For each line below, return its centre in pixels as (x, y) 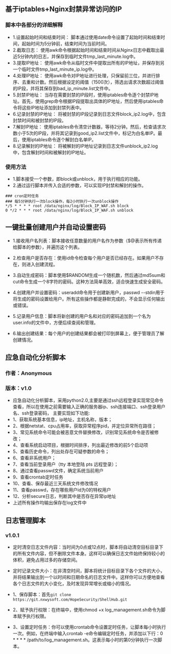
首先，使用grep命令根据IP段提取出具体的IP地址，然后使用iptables (90, 101)
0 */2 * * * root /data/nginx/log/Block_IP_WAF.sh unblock (69, 210)
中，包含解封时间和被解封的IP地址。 (51, 152)
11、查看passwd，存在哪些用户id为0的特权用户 (62, 490)
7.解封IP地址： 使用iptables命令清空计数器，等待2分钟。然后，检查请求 (87, 126)
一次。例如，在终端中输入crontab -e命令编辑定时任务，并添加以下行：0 (88, 634)
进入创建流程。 (42, 264)
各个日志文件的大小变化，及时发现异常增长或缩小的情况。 (73, 584)
